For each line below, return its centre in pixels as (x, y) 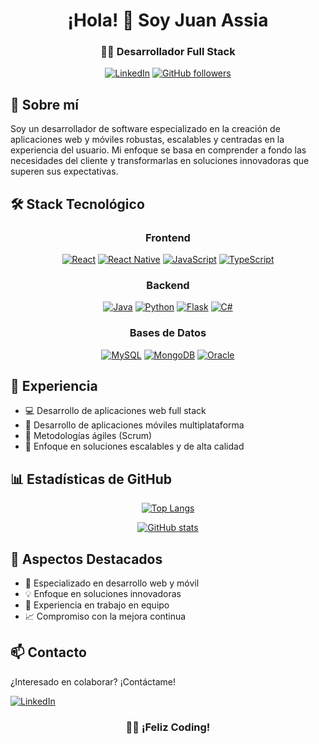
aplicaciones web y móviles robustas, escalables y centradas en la (147, 140)
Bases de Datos (168, 333)
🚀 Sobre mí (44, 104)
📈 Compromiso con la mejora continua (105, 616)
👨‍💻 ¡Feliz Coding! (168, 727)
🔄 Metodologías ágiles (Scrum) (88, 436)
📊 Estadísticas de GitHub (91, 479)
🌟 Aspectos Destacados (86, 559)
